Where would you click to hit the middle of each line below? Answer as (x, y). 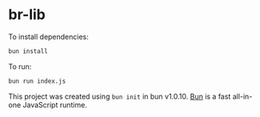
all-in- (242, 96)
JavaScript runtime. (55, 104)
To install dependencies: (49, 37)
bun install (28, 51)
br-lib (27, 15)
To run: (20, 66)
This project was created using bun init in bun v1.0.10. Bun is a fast (120, 96)
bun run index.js (37, 81)
